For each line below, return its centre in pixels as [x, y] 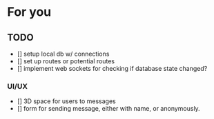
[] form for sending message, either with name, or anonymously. [108, 109]
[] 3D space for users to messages [66, 101]
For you [29, 12]
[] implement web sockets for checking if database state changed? [112, 68]
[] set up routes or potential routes [66, 61]
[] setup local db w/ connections [63, 54]
